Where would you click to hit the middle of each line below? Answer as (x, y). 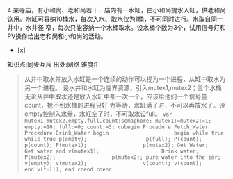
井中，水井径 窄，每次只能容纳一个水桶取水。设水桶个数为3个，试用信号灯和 (116, 27)
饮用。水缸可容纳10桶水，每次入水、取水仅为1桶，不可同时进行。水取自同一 (115, 19)
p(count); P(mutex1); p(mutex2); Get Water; (116, 145)
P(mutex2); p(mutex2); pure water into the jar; (122, 157)
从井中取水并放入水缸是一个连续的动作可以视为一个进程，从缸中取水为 (125, 79)
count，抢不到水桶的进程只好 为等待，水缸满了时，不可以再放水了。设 (125, 105)
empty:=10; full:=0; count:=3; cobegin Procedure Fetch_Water (116, 127)
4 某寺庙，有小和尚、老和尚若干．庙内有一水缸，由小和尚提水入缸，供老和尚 (116, 10)
